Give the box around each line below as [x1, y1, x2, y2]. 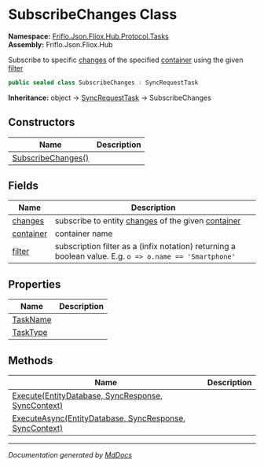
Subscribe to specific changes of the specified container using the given [8, 55, 244, 64]
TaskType [12, 327, 48, 338]
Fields [8, 179, 39, 193]
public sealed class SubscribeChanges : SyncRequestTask [8, 79, 199, 86]
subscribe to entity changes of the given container [54, 215, 241, 226]
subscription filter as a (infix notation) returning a [54, 241, 236, 252]
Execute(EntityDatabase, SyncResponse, [12, 391, 163, 402]
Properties [8, 278, 61, 291]
